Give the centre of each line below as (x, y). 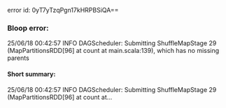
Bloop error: (28, 28)
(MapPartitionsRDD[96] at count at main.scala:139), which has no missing (113, 51)
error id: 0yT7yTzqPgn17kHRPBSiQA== (63, 10)
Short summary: (31, 74)
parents (18, 58)
